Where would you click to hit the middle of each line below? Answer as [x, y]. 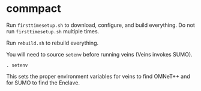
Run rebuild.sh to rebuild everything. [52, 43]
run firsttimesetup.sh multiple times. [53, 31]
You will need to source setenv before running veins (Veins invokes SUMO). [100, 54]
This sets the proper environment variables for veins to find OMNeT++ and [98, 76]
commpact [34, 9]
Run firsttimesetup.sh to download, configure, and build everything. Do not [100, 25]
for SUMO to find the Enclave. [43, 83]
